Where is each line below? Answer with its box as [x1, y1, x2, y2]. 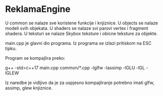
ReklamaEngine [5, 3, 71, 15]
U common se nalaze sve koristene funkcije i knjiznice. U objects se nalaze [5, 20, 159, 26]
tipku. [5, 45, 17, 51]
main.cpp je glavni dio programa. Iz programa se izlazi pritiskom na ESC [5, 40, 152, 46]
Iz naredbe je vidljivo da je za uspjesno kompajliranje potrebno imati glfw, [5, 80, 155, 86]
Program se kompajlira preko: [5, 55, 65, 61]
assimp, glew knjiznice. [5, 85, 53, 91]
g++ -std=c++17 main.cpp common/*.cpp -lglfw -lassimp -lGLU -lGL [5, 65, 145, 71]
